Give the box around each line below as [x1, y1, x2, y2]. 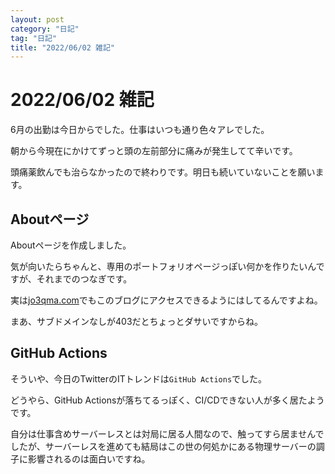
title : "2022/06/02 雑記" [10, 42, 115, 53]
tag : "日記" [10, 33, 57, 43]
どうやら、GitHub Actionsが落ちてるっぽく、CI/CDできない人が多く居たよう [10, 394, 325, 406]
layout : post [10, 14, 65, 25]
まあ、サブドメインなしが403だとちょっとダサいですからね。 [10, 316, 264, 327]
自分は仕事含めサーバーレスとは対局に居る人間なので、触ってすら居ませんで [10, 427, 325, 440]
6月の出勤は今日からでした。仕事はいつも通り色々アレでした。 [10, 124, 270, 136]
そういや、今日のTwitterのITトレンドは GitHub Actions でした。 [10, 372, 268, 385]
